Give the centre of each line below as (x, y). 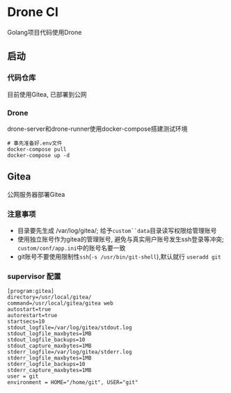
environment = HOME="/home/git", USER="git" (73, 383)
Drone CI (33, 12)
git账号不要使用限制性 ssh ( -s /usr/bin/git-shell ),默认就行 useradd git (119, 257)
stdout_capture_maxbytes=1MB (49, 346)
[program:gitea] (31, 291)
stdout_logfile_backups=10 (46, 340)
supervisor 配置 (34, 276)
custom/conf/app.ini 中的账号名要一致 (71, 248)
